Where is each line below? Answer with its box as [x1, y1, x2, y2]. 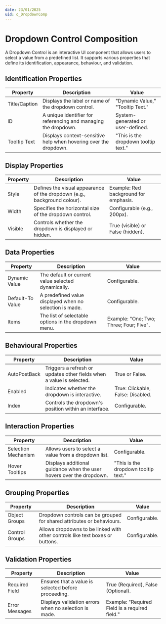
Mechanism [7, 451, 35, 458]
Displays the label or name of [42, 98, 110, 104]
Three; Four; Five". [107, 321, 150, 328]
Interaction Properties [5, 422, 74, 431]
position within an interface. [45, 405, 110, 412]
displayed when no [40, 298, 84, 305]
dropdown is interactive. [45, 391, 101, 398]
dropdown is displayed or [34, 225, 93, 232]
